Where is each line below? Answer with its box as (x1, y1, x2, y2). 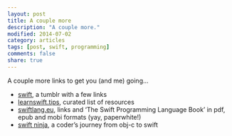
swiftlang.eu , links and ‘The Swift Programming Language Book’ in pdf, (17, 105, 226, 114)
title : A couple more (7, 17, 72, 24)
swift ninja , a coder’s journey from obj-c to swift (17, 120, 159, 129)
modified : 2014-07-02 (7, 30, 72, 38)
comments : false (7, 51, 56, 58)
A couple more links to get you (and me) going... (7, 76, 149, 85)
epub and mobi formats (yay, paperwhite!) (17, 113, 142, 121)
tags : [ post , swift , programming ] (7, 43, 110, 51)
